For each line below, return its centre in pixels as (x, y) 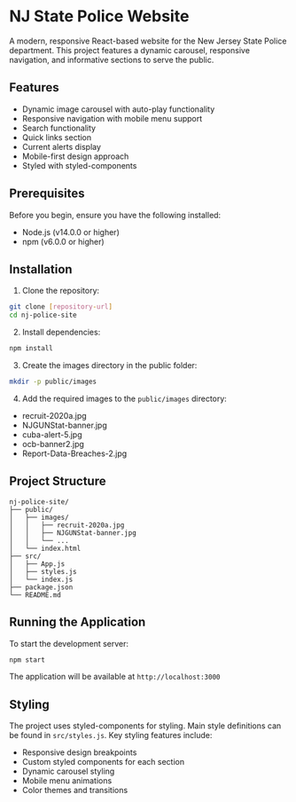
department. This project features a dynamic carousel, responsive (130, 50)
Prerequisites (47, 194)
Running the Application (78, 622)
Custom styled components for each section (103, 762)
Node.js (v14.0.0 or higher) (70, 232)
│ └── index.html (45, 548)
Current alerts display (62, 146)
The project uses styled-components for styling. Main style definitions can (145, 726)
